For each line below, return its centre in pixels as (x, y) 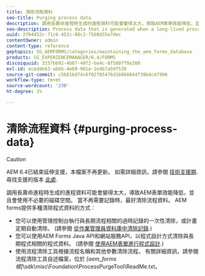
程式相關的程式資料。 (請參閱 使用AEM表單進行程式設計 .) (92, 243)
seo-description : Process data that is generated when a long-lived (95, 29)
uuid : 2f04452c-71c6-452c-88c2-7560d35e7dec (64, 35)
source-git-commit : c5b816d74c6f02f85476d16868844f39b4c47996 (87, 74)
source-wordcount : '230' (38, 86)
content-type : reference (38, 46)
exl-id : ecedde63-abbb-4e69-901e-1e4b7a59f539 (67, 69)
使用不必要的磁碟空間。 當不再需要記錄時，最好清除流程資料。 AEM (102, 200)
